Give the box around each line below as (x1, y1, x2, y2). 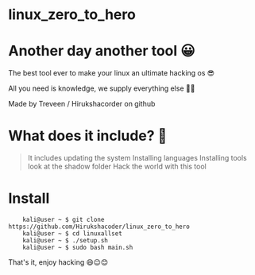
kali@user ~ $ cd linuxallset (22, 230, 123, 238)
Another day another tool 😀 (8, 42, 195, 60)
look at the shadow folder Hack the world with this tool (27, 161, 207, 172)
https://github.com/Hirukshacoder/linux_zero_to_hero (8, 223, 191, 230)
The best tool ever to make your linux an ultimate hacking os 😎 (8, 68, 215, 78)
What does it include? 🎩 (8, 127, 168, 145)
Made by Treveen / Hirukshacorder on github (8, 99, 156, 109)
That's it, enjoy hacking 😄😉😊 (8, 258, 109, 267)
